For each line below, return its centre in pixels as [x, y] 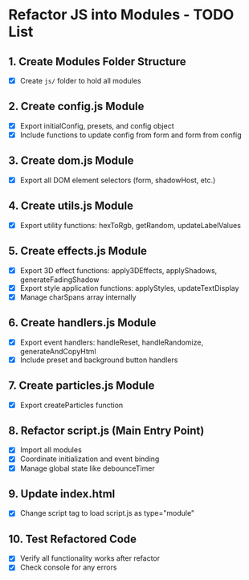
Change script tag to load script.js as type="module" [107, 513]
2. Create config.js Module [76, 106]
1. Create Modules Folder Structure [97, 61]
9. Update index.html [62, 494]
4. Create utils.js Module [71, 206]
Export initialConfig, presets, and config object [97, 125]
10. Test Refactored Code [73, 539]
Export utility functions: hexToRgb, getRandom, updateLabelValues [130, 225]
